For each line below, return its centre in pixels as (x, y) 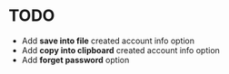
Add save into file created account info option (108, 41)
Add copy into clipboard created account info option (120, 50)
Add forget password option (75, 60)
